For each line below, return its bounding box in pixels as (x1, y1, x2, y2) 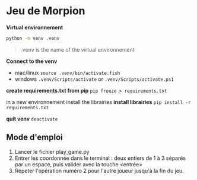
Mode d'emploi (6, 132, 63, 143)
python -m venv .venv (6, 35, 60, 41)
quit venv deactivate (6, 115, 58, 122)
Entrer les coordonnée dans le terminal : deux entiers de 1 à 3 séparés (14, 154, 186, 162)
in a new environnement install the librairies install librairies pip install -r (6, 98, 191, 105)
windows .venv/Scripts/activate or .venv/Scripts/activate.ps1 (14, 75, 174, 83)
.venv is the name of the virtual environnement (20, 46, 135, 53)
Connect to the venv (6, 58, 58, 65)
